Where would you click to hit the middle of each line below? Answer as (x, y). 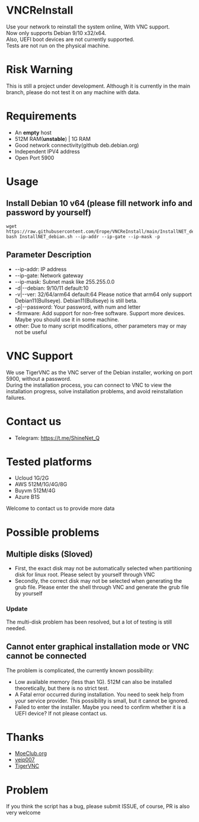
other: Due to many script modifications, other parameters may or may (101, 326)
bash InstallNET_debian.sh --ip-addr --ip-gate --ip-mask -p (83, 237)
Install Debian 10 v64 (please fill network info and (99, 203)
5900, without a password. (39, 378)
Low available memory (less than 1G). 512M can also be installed (93, 682)
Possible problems (53, 532)
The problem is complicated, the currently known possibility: (80, 670)
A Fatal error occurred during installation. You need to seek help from (99, 694)
